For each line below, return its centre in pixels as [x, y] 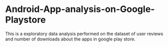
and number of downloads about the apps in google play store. [70, 39]
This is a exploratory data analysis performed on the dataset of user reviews [84, 33]
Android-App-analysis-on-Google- [80, 9]
